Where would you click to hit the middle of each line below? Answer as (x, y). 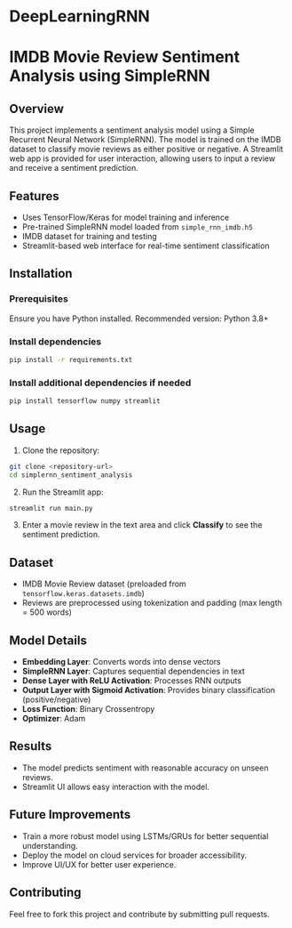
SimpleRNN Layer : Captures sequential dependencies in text (134, 671)
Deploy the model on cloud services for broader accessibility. (134, 855)
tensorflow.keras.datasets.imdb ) (83, 593)
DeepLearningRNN (80, 16)
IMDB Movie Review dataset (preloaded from (104, 584)
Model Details (48, 640)
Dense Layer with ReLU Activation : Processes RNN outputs (132, 681)
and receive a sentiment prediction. (74, 168)
